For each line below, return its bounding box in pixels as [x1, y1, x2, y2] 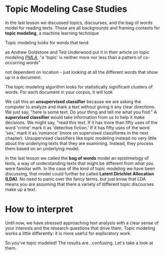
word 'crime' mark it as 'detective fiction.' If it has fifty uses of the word [5, 124, 150, 131]
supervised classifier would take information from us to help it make [5, 114, 145, 120]
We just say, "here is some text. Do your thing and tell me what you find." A [5, 109, 157, 115]
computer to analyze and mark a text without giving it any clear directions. [5, 104, 156, 110]
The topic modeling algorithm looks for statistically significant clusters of [5, 84, 153, 89]
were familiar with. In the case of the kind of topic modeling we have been [5, 166, 155, 171]
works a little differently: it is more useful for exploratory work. [5, 230, 132, 236]
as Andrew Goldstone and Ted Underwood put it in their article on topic [5, 49, 150, 55]
